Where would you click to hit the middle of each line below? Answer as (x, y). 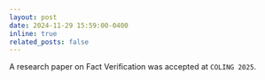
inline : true (33, 33)
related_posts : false (49, 42)
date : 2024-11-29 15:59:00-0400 (69, 25)
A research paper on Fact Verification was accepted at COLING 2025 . (133, 67)
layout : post (33, 17)
